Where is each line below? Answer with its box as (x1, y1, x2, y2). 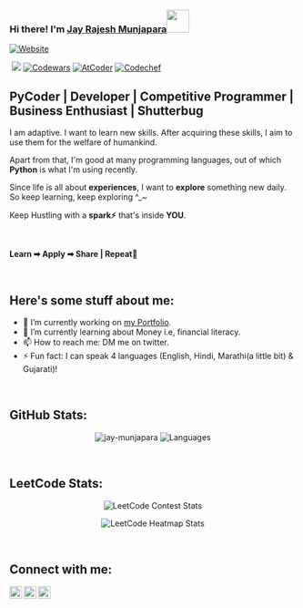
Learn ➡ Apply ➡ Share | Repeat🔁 (9, 249, 138, 260)
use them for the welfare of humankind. (9, 137, 157, 148)
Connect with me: (9, 562, 113, 577)
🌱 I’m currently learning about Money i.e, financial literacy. (22, 326, 241, 337)
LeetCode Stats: (9, 476, 103, 491)
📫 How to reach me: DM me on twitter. (22, 336, 170, 347)
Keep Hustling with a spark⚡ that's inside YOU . (9, 210, 187, 221)
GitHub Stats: (9, 407, 88, 423)
